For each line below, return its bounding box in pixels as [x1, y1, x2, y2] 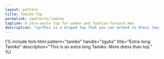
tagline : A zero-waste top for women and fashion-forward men [5, 20, 134, 26]
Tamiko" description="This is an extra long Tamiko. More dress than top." [5, 44, 152, 50]
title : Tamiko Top [5, 12, 42, 17]
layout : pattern [5, 7, 38, 12]
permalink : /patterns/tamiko [5, 16, 64, 21]
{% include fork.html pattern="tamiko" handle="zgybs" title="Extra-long [5, 39, 150, 44]
